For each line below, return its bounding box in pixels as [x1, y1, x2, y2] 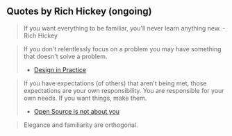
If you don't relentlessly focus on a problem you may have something [23, 44, 222, 53]
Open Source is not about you [33, 107, 119, 115]
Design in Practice [33, 65, 87, 74]
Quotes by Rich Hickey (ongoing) [6, 6, 152, 17]
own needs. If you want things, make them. [23, 94, 147, 102]
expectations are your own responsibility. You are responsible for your [23, 86, 224, 94]
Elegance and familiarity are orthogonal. [23, 121, 138, 129]
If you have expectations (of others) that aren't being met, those [23, 79, 207, 87]
